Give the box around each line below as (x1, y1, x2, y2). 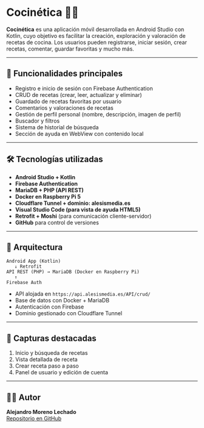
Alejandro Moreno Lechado (6, 408, 77, 415)
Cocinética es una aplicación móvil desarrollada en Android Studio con (6, 26, 185, 33)
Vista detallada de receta (15, 356, 78, 363)
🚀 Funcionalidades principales (6, 68, 123, 79)
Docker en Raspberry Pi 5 (15, 193, 81, 200)
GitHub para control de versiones (15, 219, 99, 226)
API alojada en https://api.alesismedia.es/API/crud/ (15, 290, 151, 298)
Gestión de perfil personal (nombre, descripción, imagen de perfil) (15, 110, 182, 118)
